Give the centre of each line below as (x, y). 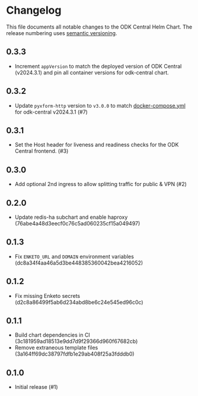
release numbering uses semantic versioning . (62, 33)
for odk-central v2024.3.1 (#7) (51, 112)
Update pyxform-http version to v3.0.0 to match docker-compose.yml (100, 105)
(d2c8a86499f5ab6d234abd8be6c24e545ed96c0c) (79, 302)
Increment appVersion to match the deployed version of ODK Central (98, 66)
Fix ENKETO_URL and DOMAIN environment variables (74, 256)
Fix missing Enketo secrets (47, 296)
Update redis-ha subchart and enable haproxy (71, 217)
